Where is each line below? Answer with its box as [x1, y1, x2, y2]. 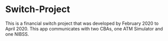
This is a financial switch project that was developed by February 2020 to [5, 20, 159, 26]
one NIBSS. [5, 31, 29, 37]
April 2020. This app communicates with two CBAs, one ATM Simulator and [5, 25, 163, 31]
